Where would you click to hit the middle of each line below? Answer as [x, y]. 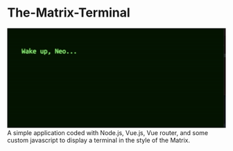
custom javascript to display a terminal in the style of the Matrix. [99, 140]
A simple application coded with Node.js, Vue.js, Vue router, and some [108, 132]
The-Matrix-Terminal [69, 13]
